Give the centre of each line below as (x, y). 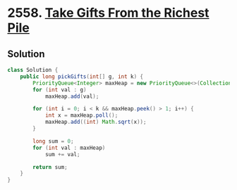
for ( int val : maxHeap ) (69, 148)
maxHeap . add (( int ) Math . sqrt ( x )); (96, 122)
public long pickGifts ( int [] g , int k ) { (81, 76)
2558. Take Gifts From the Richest (108, 13)
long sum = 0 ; (53, 141)
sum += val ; (62, 154)
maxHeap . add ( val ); (72, 96)
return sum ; (50, 167)
